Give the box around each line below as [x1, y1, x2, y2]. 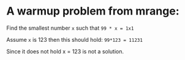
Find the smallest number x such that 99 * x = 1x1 [6, 24, 134, 32]
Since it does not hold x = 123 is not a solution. [6, 47, 124, 55]
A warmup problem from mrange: [6, 4, 179, 18]
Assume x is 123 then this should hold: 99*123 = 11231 [6, 36, 143, 43]
